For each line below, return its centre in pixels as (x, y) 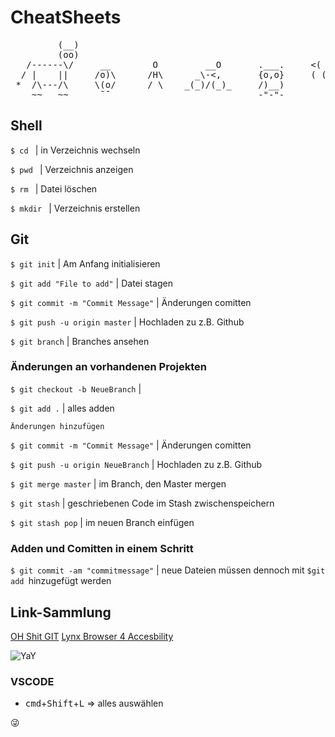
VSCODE (32, 681)
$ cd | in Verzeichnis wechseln (75, 150)
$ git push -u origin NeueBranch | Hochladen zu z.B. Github (136, 464)
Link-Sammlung (61, 612)
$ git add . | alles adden (62, 408)
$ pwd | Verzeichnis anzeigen (72, 169)
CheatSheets (66, 17)
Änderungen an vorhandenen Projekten (108, 367)
